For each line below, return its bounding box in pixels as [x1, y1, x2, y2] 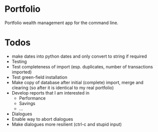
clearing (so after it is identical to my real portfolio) [11, 85, 114, 91]
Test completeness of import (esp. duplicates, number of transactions [11, 64, 153, 69]
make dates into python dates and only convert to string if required [11, 53, 147, 59]
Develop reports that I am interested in [11, 90, 89, 96]
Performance [19, 95, 46, 101]
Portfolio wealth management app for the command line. [4, 20, 119, 26]
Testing [11, 58, 27, 65]
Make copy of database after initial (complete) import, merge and [11, 79, 144, 85]
